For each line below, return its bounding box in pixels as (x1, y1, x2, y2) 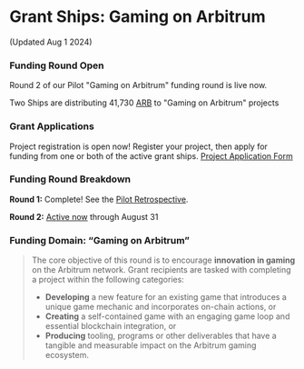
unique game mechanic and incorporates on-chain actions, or (44, 302, 277, 313)
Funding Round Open (9, 59, 104, 72)
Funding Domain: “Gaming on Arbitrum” (9, 234, 191, 246)
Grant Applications (9, 120, 95, 133)
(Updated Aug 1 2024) (9, 36, 93, 47)
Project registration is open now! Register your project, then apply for (9, 141, 268, 152)
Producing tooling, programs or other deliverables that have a (44, 330, 277, 342)
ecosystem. (44, 350, 89, 361)
